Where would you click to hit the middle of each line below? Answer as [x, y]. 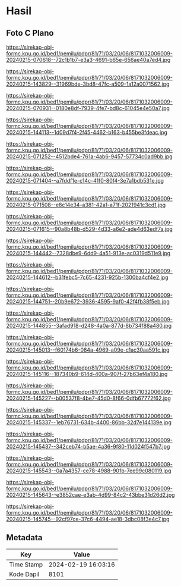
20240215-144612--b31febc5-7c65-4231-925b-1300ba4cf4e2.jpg [87, 277]
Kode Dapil [24, 574]
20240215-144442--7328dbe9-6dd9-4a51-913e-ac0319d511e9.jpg [88, 253]
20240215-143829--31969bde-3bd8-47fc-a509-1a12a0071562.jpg [88, 84]
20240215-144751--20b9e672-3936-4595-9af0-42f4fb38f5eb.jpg [88, 301]
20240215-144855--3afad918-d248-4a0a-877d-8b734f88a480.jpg [89, 326]
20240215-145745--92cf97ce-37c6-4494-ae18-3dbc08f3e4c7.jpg [88, 519]
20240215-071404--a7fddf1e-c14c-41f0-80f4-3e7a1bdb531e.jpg [85, 181]
